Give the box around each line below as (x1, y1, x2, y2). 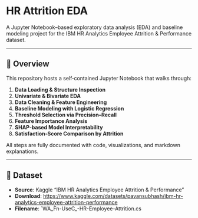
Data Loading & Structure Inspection (14, 86, 106, 93)
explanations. (6, 148, 39, 155)
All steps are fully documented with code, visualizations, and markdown (6, 141, 181, 148)
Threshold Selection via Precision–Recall (14, 111, 117, 118)
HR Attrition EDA (6, 4, 88, 18)
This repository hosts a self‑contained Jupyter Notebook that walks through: (6, 74, 192, 82)
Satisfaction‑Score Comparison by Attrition (14, 130, 124, 137)
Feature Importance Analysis (14, 117, 88, 125)
